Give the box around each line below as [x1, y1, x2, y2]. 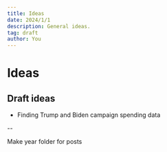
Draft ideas [7, 92, 56, 104]
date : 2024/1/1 [7, 17, 51, 23]
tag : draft [7, 29, 38, 36]
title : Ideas [7, 10, 45, 17]
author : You [7, 36, 41, 43]
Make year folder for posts [7, 138, 82, 146]
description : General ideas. [7, 23, 91, 30]
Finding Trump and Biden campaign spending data [16, 111, 161, 119]
